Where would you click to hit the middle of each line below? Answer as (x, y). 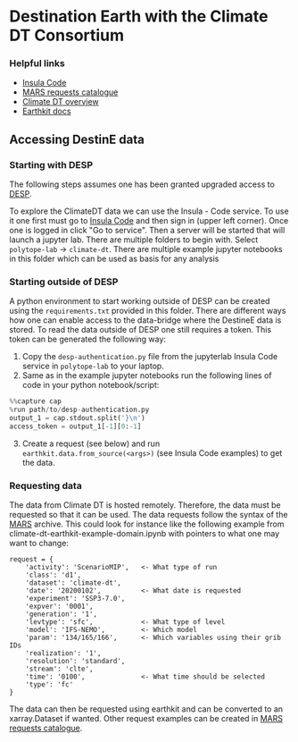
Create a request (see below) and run (91, 443)
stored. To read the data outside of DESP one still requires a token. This (141, 330)
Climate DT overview (61, 102)
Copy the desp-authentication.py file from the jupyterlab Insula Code (150, 357)
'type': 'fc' (50, 685)
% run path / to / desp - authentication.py (79, 410)
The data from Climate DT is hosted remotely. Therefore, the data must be (145, 505)
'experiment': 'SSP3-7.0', (75, 599)
